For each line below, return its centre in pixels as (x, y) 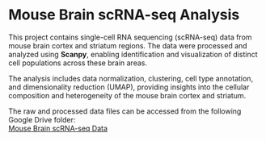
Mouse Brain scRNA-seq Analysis (124, 15)
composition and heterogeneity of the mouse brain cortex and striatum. (127, 95)
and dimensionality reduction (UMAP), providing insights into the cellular (129, 87)
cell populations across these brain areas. (78, 63)
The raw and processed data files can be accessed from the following (125, 111)
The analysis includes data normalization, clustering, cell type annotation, (131, 78)
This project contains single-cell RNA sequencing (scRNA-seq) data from (130, 37)
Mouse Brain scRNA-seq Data (58, 128)
